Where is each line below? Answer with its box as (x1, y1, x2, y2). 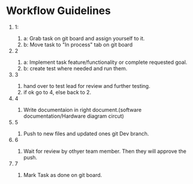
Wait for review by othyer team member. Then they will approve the (23, 148, 187, 155)
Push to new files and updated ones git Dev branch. (23, 130, 149, 137)
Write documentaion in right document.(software (23, 106, 142, 113)
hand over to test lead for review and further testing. (23, 82, 151, 89)
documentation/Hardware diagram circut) (23, 113, 125, 120)
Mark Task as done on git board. (23, 171, 102, 178)
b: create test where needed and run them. (23, 64, 128, 71)
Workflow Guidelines (6, 4, 111, 18)
